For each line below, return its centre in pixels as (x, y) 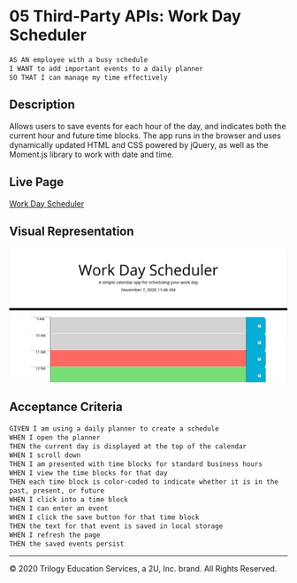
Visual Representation (72, 231)
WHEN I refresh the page (55, 535)
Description (42, 105)
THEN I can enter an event (59, 508)
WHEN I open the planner (55, 437)
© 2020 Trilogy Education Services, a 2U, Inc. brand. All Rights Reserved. (143, 568)
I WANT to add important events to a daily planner (106, 68)
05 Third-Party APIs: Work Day (125, 16)
